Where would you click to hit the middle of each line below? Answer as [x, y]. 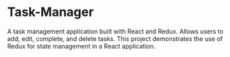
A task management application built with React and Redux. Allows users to [115, 31]
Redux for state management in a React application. [81, 46]
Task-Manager [51, 12]
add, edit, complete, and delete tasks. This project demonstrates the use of [115, 38]
